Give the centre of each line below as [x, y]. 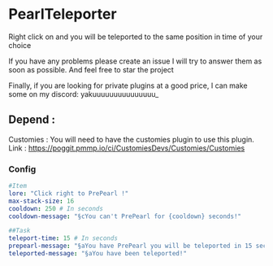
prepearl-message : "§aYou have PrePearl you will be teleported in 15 [130, 246]
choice [20, 45]
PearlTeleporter [63, 14]
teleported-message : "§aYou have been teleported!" [97, 254]
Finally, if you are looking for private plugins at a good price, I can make [128, 85]
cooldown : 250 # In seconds [56, 208]
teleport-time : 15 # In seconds [63, 238]
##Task [19, 231]
